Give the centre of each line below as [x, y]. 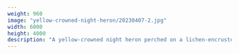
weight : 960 [25, 14]
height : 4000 [27, 33]
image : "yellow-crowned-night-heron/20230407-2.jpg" [87, 20]
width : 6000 [25, 27]
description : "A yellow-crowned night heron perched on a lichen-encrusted [122, 40]
